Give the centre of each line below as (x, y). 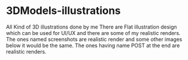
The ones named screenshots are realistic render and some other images (94, 39)
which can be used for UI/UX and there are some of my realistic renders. (93, 33)
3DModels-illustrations (63, 11)
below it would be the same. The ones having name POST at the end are (93, 45)
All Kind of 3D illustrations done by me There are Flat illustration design (91, 27)
